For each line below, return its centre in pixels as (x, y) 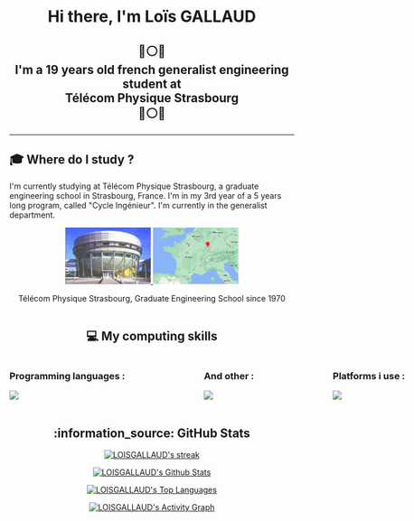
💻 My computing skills (152, 336)
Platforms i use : (369, 376)
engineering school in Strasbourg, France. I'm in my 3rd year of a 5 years (146, 195)
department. (33, 215)
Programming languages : (67, 376)
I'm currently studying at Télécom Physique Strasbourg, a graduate (134, 186)
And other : (229, 376)
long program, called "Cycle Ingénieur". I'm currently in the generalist (139, 205)
